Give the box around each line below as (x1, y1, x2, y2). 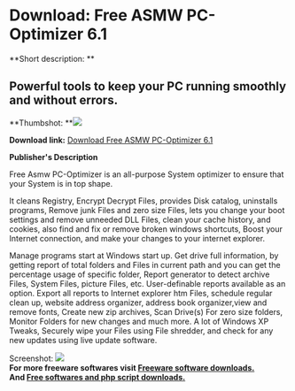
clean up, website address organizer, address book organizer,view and (9, 297, 268, 308)
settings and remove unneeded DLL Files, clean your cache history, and (9, 214, 271, 225)
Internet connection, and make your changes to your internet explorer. (9, 233, 266, 243)
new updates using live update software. (9, 334, 158, 345)
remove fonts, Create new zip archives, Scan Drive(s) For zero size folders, (9, 306, 283, 317)
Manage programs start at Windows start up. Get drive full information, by (9, 249, 279, 261)
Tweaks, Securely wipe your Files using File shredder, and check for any (9, 325, 274, 336)
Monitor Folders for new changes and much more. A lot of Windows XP (9, 316, 269, 326)
